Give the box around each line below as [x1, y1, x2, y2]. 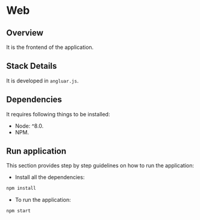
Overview [6, 28, 44, 38]
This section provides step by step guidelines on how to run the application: [6, 162, 195, 169]
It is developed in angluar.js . [6, 77, 79, 84]
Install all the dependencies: [14, 174, 85, 181]
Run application [6, 146, 67, 157]
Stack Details [6, 61, 57, 71]
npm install [6, 185, 36, 192]
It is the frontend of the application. [6, 43, 94, 51]
